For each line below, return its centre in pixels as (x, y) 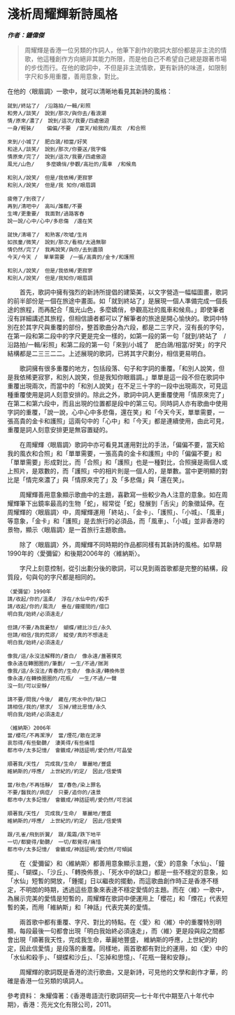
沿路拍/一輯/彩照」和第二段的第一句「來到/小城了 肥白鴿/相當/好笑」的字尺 (117, 344)
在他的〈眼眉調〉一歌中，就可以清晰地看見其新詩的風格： (90, 91)
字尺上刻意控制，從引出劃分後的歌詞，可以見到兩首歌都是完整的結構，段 (124, 568)
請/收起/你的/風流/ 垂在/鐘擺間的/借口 (58, 606)
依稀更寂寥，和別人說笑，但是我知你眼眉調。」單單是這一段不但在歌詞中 (122, 377)
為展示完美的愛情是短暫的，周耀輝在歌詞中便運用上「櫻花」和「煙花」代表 (114, 898)
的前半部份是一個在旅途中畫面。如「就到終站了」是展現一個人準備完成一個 (114, 301)
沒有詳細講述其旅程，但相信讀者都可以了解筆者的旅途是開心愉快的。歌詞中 (114, 318)
